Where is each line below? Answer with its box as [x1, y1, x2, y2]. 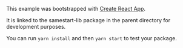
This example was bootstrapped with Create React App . [6, 5, 146, 12]
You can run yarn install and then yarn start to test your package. [6, 35, 177, 41]
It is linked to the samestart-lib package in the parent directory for [6, 17, 171, 23]
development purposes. [6, 23, 66, 30]
